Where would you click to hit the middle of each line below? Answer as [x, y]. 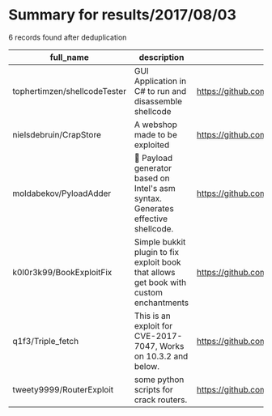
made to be [156, 134]
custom [149, 292]
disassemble [158, 101]
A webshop [156, 125]
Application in [160, 81]
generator [153, 168]
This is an [153, 316]
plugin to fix [157, 252]
